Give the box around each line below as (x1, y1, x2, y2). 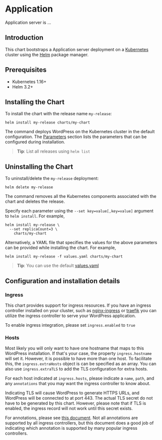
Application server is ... (5, 19, 51, 25)
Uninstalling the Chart (5, 162, 73, 171)
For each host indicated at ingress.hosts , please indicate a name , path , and (5, 375, 154, 381)
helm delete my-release (5, 185, 54, 190)
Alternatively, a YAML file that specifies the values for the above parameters (5, 240, 157, 246)
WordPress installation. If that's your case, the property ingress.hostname (5, 351, 152, 356)
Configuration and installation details (5, 277, 120, 285)
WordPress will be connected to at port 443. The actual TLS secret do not (5, 395, 153, 401)
